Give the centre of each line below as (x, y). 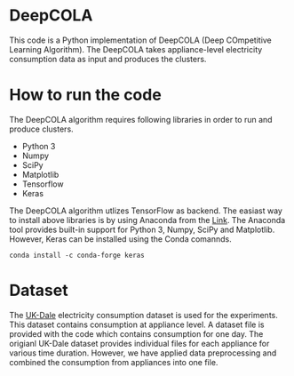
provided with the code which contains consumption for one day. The (136, 333)
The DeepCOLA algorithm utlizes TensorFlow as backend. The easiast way (146, 211)
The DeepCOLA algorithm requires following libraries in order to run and (141, 119)
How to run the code (85, 95)
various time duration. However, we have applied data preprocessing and (143, 353)
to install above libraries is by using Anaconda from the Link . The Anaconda (147, 220)
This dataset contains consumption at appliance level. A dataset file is (137, 324)
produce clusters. (41, 129)
